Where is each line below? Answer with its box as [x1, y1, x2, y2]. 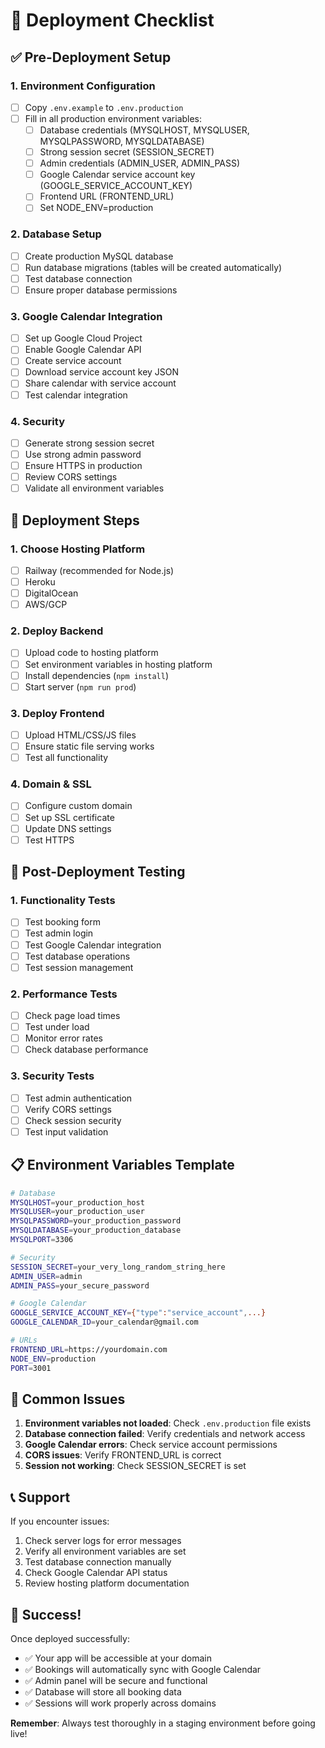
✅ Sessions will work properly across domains [24, 1697, 217, 1709]
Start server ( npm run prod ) [24, 680, 137, 693]
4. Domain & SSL [10, 777, 92, 791]
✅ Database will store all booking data [24, 1685, 182, 1698]
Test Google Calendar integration [24, 939, 162, 951]
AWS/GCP [24, 599, 68, 611]
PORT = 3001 [10, 1363, 52, 1373]
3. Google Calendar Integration [10, 309, 163, 323]
